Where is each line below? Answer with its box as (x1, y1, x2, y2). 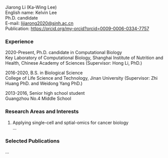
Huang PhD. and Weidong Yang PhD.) (5, 80, 83, 87)
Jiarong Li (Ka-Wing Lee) (5, 5, 57, 10)
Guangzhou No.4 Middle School (5, 95, 72, 102)
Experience (5, 38, 34, 45)
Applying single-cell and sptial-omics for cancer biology (12, 119, 129, 125)
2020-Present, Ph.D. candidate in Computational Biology (5, 50, 122, 56)
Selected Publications (5, 137, 60, 144)
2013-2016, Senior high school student (5, 90, 85, 96)
